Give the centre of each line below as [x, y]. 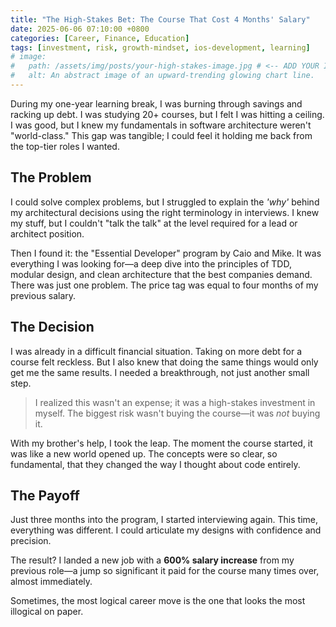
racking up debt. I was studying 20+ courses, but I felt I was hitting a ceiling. [167, 114]
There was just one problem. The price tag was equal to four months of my [164, 285]
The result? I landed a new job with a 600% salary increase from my [152, 560]
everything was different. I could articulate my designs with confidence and [166, 530]
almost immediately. [51, 582]
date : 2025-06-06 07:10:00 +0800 [80, 29]
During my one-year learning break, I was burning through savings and [156, 103]
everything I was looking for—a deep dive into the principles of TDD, [151, 263]
